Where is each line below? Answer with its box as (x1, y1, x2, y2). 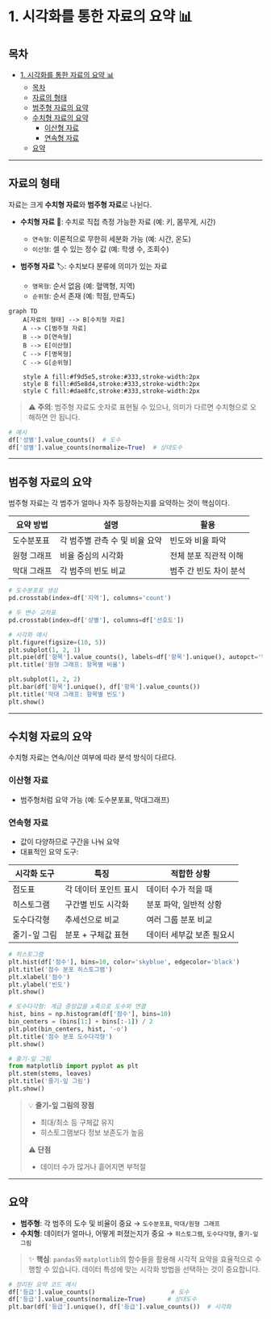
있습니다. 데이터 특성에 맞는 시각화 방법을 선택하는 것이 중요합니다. (52, 1264, 261, 1274)
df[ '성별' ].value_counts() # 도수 (8, 435, 121, 444)
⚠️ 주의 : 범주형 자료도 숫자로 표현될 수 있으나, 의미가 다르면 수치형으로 (27, 401, 248, 412)
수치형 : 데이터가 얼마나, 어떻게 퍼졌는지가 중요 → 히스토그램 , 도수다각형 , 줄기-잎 (19, 1229, 259, 1238)
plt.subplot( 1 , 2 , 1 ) (8, 645, 81, 654)
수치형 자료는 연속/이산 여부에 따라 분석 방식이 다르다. (8, 753, 177, 762)
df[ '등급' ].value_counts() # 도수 (8, 1287, 190, 1296)
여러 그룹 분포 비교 (146, 914, 213, 926)
